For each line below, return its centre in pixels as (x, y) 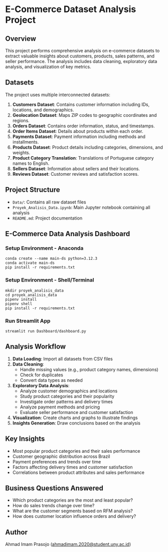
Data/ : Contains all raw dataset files (49, 202)
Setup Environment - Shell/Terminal (50, 280)
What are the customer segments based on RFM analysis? (72, 511)
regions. (21, 120)
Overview (21, 39)
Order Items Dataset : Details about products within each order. (78, 131)
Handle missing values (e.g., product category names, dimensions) (89, 369)
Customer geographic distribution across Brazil (61, 456)
